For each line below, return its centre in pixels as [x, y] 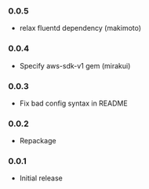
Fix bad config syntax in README [73, 103]
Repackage [38, 141]
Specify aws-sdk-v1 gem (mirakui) [75, 65]
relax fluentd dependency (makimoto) [80, 28]
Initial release [41, 178]
